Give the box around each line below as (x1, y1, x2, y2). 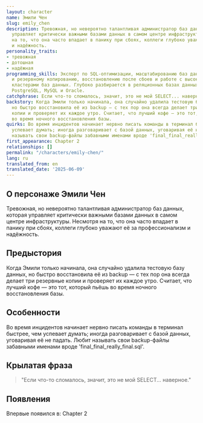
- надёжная (6, 65, 34, 71)
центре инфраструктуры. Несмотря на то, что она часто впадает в (6, 217, 178, 225)
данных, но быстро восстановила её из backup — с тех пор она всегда (6, 271, 190, 278)
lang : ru (6, 155, 28, 161)
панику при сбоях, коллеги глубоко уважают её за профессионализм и (6, 224, 191, 231)
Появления (6, 394, 51, 404)
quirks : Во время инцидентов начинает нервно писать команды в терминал (6, 122, 193, 128)
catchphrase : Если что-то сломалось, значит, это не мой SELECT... (6, 93, 180, 99)
